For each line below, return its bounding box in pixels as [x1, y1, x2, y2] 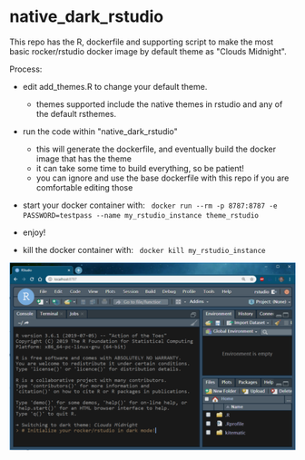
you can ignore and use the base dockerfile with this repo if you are [35, 172, 290, 183]
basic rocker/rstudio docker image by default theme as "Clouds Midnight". [9, 45, 288, 56]
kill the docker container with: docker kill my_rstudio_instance [22, 244, 266, 255]
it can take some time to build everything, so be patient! [35, 162, 245, 173]
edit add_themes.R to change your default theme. [22, 81, 208, 92]
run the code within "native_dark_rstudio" [22, 125, 179, 137]
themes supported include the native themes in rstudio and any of [35, 98, 283, 110]
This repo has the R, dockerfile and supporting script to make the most [9, 36, 274, 47]
